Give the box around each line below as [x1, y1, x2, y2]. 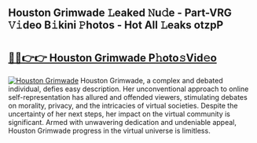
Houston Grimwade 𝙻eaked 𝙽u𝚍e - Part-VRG [8, 6, 232, 20]
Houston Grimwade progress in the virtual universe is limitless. [8, 126, 211, 135]
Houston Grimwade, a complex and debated [80, 76, 224, 85]
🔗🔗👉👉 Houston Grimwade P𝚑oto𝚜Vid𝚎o [8, 51, 218, 64]
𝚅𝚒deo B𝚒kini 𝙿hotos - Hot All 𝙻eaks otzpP [8, 19, 224, 32]
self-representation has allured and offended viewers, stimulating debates [8, 93, 248, 101]
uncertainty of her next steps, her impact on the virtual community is [8, 109, 230, 119]
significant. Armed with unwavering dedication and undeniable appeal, [8, 118, 237, 126]
